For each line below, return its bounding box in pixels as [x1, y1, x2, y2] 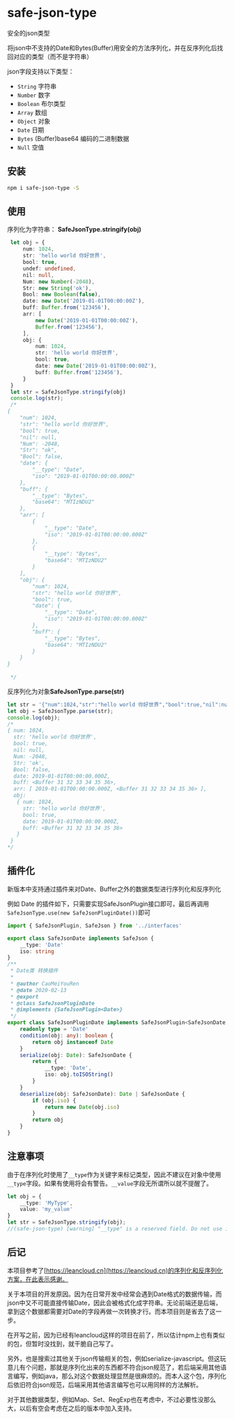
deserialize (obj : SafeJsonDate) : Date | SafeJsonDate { [19, 1090, 186, 1097]
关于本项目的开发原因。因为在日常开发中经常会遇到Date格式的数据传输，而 [7, 1289, 222, 1298]
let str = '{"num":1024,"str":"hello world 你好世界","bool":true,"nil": [7, 701, 221, 708]
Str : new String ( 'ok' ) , [22, 285, 92, 292]
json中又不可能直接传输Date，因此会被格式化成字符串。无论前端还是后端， [7, 1298, 222, 1307]
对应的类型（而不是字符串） [13, 52, 93, 61]
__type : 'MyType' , [19, 1199, 73, 1206]
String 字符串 [17, 82, 57, 90]
